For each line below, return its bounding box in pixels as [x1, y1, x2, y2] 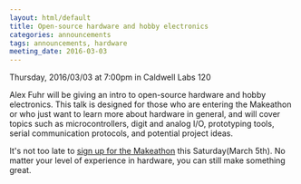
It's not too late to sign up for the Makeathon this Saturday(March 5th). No [9, 146, 286, 157]
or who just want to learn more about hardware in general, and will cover [9, 109, 281, 120]
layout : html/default [9, 13, 92, 23]
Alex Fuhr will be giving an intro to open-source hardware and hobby [9, 90, 267, 101]
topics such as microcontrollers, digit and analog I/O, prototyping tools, [9, 119, 275, 130]
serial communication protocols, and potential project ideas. [9, 128, 234, 139]
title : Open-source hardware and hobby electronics [9, 22, 209, 31]
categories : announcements [9, 30, 112, 39]
